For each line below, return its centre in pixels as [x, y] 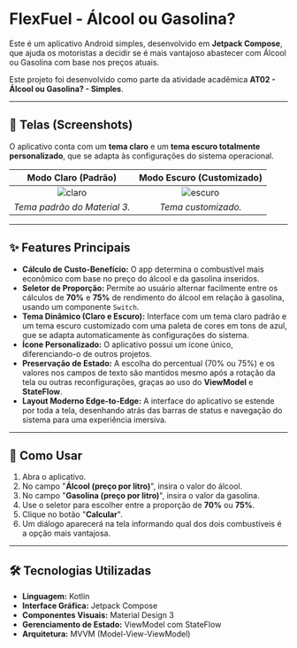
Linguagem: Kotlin [56, 597]
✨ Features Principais [70, 248]
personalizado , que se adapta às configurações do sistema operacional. [141, 156]
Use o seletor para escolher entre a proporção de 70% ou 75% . [138, 505]
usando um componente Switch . [80, 306]
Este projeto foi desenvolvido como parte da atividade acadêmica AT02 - [142, 79]
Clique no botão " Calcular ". [72, 514]
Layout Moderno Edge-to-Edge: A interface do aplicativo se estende [148, 401]
